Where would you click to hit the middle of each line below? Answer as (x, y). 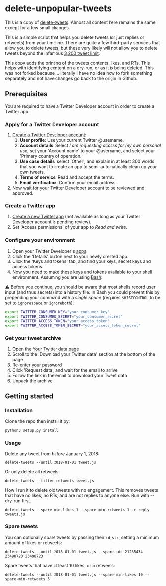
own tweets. (32, 172)
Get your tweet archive (33, 338)
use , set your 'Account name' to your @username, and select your (87, 151)
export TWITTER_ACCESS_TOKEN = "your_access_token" (57, 321)
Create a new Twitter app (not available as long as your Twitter (76, 217)
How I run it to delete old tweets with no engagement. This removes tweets (82, 490)
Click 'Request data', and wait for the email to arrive (65, 370)
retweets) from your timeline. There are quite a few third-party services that (83, 42)
